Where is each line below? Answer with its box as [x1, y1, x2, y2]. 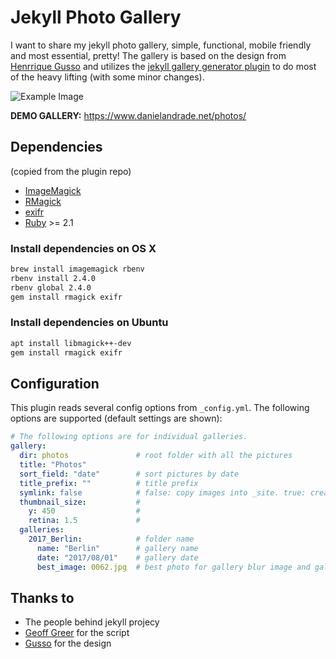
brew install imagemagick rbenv [10, 264, 145, 275]
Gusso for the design [24, 637, 112, 650]
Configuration [10, 375, 100, 392]
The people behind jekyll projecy [24, 616, 160, 628]
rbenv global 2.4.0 [10, 282, 92, 293]
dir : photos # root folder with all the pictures [19, 451, 293, 461]
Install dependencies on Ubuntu [10, 316, 169, 330]
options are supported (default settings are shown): [10, 412, 223, 425]
